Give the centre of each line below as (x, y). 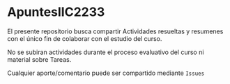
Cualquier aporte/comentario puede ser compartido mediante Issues (106, 73)
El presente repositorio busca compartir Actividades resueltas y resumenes (115, 31)
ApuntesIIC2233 (56, 12)
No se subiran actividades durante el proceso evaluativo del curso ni (106, 52)
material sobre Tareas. (39, 59)
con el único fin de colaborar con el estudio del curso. (85, 38)
